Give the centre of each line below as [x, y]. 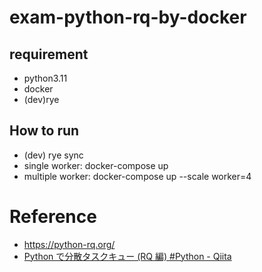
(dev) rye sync [53, 155]
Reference [53, 217]
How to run [44, 131]
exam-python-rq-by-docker [128, 17]
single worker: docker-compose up [96, 165]
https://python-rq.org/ [69, 244]
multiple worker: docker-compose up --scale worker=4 [137, 176]
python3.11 [45, 78]
